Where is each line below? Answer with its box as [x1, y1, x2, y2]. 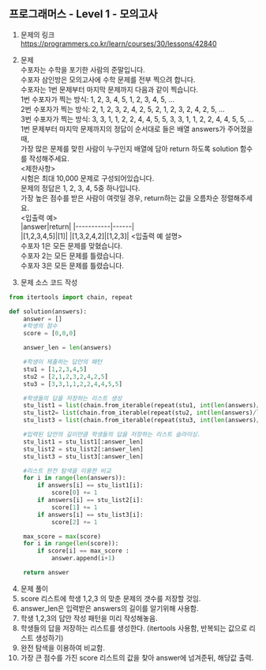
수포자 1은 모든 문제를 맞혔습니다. [20, 241, 123, 250]
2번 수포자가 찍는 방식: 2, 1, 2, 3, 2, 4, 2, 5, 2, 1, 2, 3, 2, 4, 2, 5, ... [20, 104, 226, 114]
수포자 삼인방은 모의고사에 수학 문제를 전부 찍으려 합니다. [20, 74, 196, 84]
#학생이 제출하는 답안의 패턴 [23, 358, 103, 366]
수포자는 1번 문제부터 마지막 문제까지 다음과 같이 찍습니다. [20, 84, 199, 94]
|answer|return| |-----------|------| [20, 222, 135, 231]
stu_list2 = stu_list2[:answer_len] [23, 445, 144, 453]
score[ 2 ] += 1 [51, 518, 98, 526]
